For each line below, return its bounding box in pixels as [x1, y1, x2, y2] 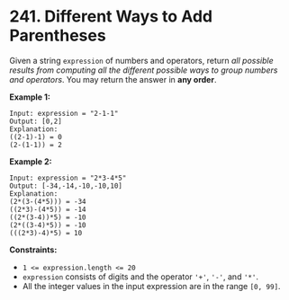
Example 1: [9, 92, 51, 102]
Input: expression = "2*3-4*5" [9, 173, 127, 182]
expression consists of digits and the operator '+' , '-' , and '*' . [22, 271, 259, 282]
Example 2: [9, 155, 52, 167]
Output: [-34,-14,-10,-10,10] [9, 181, 123, 190]
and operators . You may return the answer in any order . [9, 74, 217, 84]
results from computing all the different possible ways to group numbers [9, 65, 278, 75]
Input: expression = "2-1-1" [9, 109, 119, 118]
